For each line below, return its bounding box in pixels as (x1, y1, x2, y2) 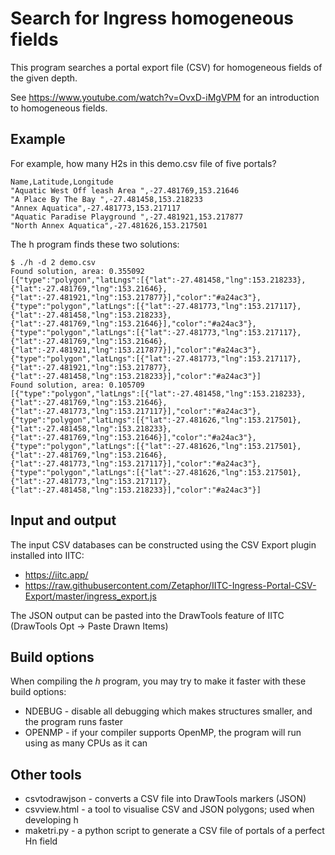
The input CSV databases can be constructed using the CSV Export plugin (10, 538, 317, 551)
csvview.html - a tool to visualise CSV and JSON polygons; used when (24, 803, 315, 816)
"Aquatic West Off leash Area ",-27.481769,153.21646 (10, 185, 240, 196)
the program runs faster (24, 716, 123, 728)
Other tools (10, 766, 82, 783)
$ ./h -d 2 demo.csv (10, 257, 97, 267)
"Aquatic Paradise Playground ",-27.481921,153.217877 (10, 212, 244, 222)
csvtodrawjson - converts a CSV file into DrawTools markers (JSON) (24, 793, 307, 805)
